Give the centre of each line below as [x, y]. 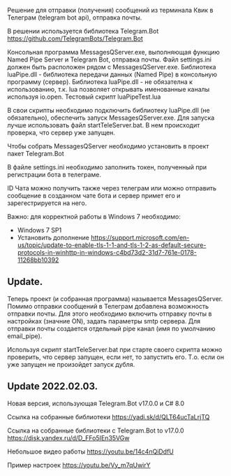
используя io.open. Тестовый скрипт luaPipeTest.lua [84, 97]
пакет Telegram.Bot [36, 154]
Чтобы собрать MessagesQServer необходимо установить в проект [108, 146]
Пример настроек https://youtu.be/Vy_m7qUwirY [79, 465]
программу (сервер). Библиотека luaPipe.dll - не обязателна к [100, 82]
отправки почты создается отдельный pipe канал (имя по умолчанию [111, 328]
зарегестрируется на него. [47, 203]
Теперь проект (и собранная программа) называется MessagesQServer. [115, 299]
